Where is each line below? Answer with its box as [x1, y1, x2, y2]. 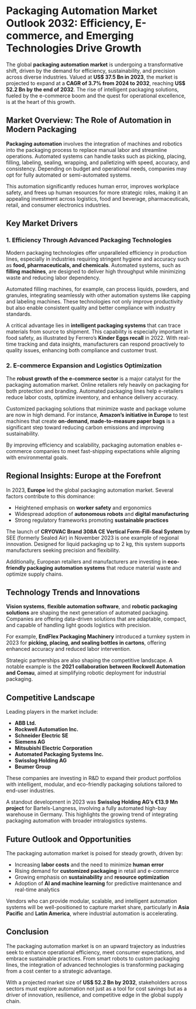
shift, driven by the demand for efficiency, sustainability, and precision [6, 67, 176, 74]
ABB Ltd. [14, 720, 37, 727]
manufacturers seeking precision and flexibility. [6, 546, 121, 554]
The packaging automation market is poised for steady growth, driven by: [6, 849, 183, 856]
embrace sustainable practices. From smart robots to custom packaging [6, 955, 180, 962]
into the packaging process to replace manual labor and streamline [6, 146, 167, 153]
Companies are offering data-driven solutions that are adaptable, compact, [6, 615, 187, 623]
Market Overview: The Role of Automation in [6, 116, 171, 126]
